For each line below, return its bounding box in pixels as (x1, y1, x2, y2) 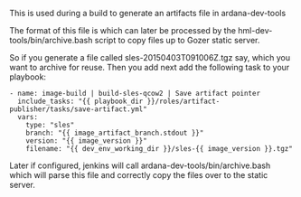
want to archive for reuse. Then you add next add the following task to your (9, 62, 290, 72)
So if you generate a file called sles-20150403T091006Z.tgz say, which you (9, 52, 291, 62)
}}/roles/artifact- (146, 97, 221, 106)
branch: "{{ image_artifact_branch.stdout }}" (25, 128, 204, 137)
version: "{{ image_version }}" (25, 136, 147, 145)
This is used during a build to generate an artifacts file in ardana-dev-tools (9, 8, 287, 18)
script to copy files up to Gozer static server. (94, 35, 260, 45)
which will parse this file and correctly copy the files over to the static (9, 170, 268, 180)
